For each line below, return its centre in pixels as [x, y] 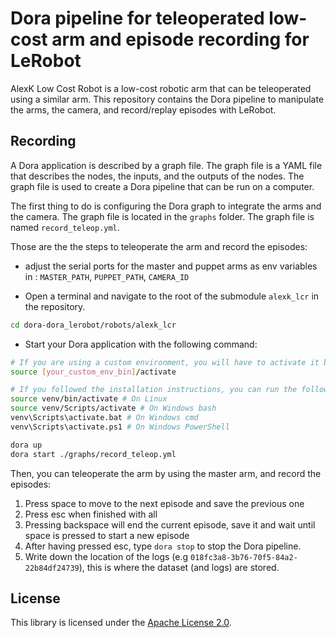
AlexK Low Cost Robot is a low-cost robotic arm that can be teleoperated [161, 88]
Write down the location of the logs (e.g [106, 556]
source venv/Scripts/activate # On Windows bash [113, 408]
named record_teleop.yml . [65, 227]
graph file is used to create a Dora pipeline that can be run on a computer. [162, 186]
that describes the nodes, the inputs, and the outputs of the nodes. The [157, 176]
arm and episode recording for [180, 39]
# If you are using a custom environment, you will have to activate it [165, 362]
